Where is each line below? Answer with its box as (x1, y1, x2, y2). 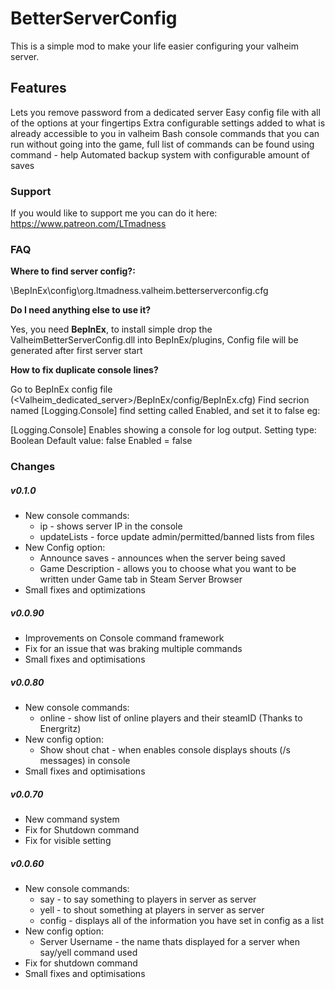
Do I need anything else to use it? (10, 304, 152, 316)
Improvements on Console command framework (24, 632, 225, 644)
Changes (10, 460, 56, 474)
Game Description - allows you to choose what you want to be (39, 563, 297, 575)
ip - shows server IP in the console (39, 520, 183, 532)
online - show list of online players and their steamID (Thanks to (39, 712, 303, 724)
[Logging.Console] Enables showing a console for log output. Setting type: (10, 424, 317, 436)
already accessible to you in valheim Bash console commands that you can (10, 127, 320, 139)
